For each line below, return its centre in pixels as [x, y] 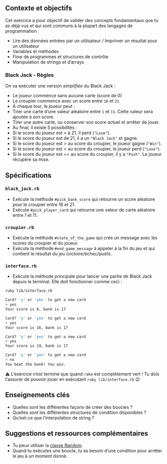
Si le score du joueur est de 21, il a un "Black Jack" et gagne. [75, 138]
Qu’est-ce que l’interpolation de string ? [53, 417]
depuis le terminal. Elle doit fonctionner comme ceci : [67, 282]
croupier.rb [20, 227]
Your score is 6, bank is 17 [35, 309]
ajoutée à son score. [33, 117]
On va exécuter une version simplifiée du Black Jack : [60, 86]
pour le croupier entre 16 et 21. [44, 204]
